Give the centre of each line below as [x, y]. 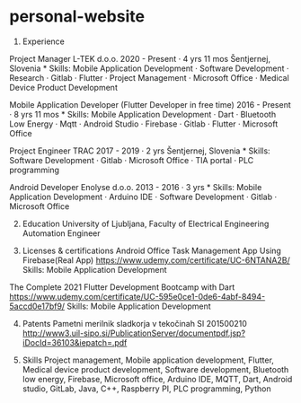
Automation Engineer [61, 233]
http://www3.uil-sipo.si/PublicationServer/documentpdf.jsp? [133, 333]
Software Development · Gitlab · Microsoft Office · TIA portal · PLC [132, 160]
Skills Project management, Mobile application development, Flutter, [148, 360]
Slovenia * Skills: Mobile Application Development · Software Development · [149, 68]
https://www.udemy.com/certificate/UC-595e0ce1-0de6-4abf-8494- [137, 296]
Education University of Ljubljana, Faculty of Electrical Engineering [146, 223]
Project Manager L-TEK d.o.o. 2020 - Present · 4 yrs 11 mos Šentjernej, [140, 58]
